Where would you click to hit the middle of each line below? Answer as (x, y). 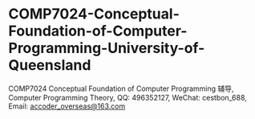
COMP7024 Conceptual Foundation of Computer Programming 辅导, (121, 88)
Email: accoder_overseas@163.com (67, 106)
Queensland (50, 66)
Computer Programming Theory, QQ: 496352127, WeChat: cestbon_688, (127, 97)
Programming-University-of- (107, 48)
